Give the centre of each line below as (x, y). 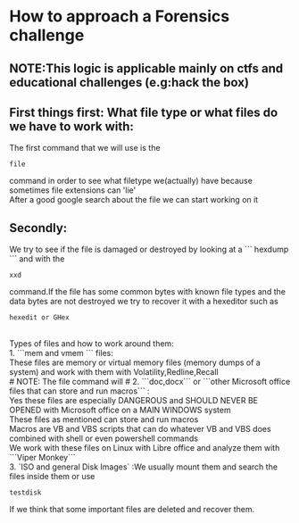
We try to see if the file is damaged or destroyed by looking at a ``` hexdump (149, 249)
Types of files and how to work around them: (91, 344)
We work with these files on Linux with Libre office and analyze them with (145, 448)
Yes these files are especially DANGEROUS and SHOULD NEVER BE (134, 401)
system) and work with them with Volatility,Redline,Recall (114, 372)
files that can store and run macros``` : (79, 391)
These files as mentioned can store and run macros (104, 419)
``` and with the (37, 259)
